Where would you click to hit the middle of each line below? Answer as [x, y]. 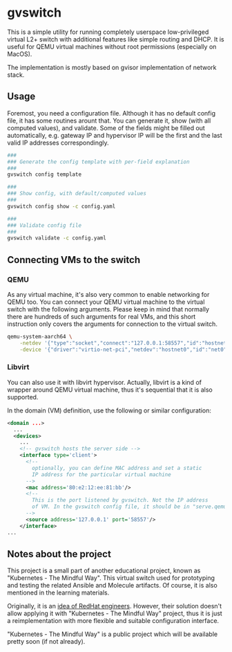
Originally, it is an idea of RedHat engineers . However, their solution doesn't [115, 606]
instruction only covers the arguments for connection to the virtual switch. [112, 324]
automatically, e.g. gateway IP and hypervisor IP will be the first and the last [115, 135]
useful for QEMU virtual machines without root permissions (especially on [112, 46]
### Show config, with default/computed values [77, 194]
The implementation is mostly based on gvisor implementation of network [112, 67]
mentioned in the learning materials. [58, 592]
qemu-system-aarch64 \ [40, 336]
